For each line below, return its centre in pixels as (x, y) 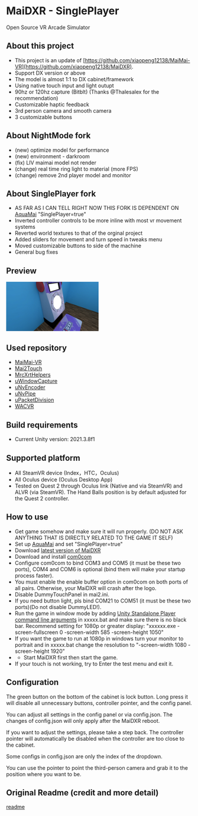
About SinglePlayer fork (51, 194)
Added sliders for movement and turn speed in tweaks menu (88, 240)
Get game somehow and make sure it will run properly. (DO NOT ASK (99, 531)
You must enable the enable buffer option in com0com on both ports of (101, 582)
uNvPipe (25, 394)
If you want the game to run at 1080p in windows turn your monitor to (99, 638)
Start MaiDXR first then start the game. (71, 657)
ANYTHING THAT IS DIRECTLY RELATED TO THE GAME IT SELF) (94, 537)
